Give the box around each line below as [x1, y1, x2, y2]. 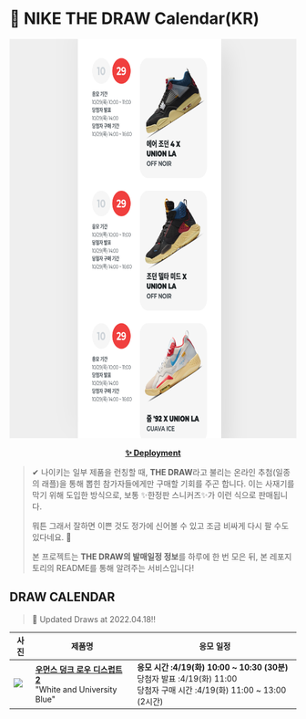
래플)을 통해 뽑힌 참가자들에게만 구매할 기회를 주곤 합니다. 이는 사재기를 [41, 478, 295, 489]
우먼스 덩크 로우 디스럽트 [35, 664, 123, 674]
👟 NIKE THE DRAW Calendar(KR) [9, 8, 260, 29]
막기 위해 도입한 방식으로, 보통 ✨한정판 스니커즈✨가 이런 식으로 [31, 489, 257, 500]
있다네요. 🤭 [31, 531, 72, 542]
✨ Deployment [125, 447, 181, 458]
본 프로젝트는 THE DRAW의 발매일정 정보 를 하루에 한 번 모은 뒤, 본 [31, 551, 269, 562]
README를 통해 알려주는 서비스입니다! [56, 562, 194, 573]
